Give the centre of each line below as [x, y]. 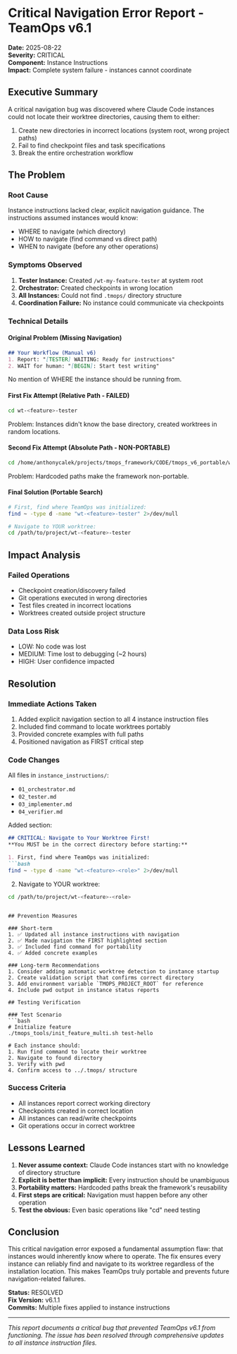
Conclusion [34, 1232]
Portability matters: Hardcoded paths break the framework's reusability [123, 1187]
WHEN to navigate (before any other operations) [88, 247]
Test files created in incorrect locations [75, 605]
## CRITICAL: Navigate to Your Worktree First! [79, 838]
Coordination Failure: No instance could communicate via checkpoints [121, 303]
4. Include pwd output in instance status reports [84, 990]
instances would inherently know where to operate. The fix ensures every [114, 1257]
